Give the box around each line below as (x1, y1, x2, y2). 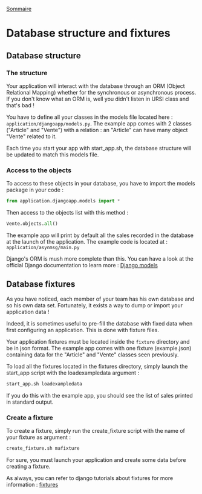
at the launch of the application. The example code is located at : (6, 238, 168, 245)
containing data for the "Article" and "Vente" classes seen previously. (6, 351, 179, 358)
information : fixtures (6, 481, 59, 488)
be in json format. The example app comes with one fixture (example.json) (6, 344, 192, 352)
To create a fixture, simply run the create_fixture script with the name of (6, 427, 186, 434)
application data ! (6, 308, 50, 315)
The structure (6, 68, 48, 77)
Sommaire (6, 5, 32, 12)
